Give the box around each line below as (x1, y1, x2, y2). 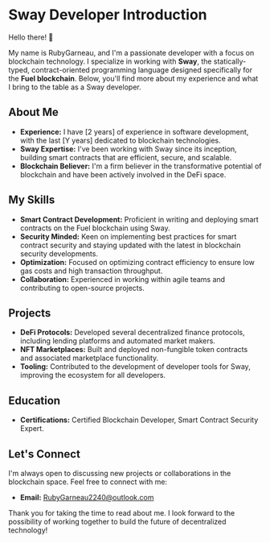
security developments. (19, 248, 99, 259)
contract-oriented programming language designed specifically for (31, 64, 253, 74)
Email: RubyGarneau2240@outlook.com (19, 493, 154, 502)
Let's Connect (8, 447, 80, 461)
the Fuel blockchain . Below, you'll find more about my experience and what (8, 73, 259, 83)
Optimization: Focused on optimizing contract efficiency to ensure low (19, 257, 256, 267)
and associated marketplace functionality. (19, 353, 159, 363)
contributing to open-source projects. (19, 283, 145, 292)
